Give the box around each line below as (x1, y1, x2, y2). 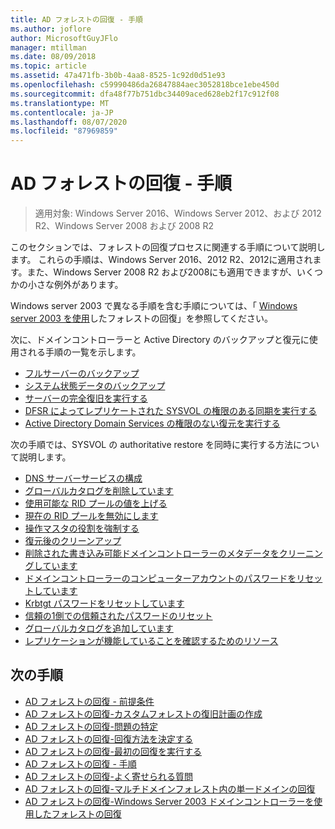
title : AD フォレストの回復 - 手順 (10, 14, 143, 25)
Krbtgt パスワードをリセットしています (24, 597, 185, 610)
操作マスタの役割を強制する (24, 522, 140, 535)
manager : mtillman (10, 42, 87, 53)
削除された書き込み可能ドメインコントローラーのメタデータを (24, 547, 280, 560)
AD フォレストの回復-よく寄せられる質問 (24, 770, 193, 782)
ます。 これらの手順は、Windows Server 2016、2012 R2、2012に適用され (10, 254, 313, 266)
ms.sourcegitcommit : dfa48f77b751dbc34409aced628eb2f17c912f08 (10, 89, 280, 99)
